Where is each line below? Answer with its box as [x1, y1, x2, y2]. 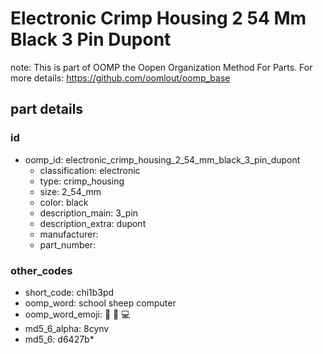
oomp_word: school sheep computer [24, 297, 177, 309]
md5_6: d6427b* [24, 333, 95, 345]
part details [10, 101, 84, 118]
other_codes [10, 263, 73, 277]
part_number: [39, 238, 96, 251]
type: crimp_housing [39, 175, 125, 187]
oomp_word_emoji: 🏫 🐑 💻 [24, 308, 131, 320]
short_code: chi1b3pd [24, 286, 115, 298]
